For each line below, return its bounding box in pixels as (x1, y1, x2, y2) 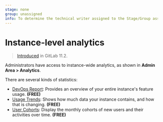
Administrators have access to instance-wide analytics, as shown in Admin (5, 62, 155, 68)
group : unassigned (5, 12, 42, 16)
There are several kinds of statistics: (5, 77, 78, 83)
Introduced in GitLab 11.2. (16, 53, 68, 59)
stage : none (5, 7, 29, 12)
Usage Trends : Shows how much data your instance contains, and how (12, 96, 154, 102)
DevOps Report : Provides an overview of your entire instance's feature (12, 86, 154, 92)
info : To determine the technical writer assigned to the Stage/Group (5, 16, 151, 21)
